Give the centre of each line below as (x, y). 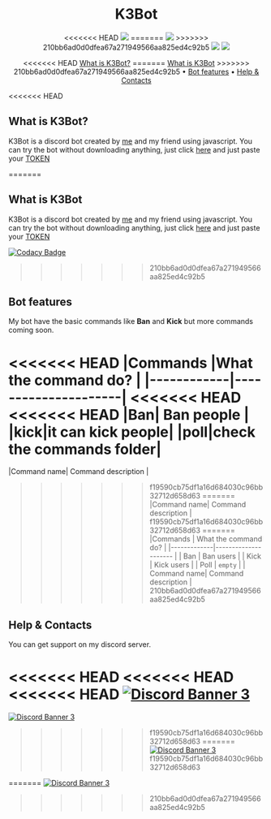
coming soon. (31, 330)
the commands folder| (85, 449)
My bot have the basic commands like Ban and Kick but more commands (131, 321)
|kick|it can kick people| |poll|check (132, 432)
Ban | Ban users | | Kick (222, 556)
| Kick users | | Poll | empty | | (198, 565)
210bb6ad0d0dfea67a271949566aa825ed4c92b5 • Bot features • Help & (136, 71)
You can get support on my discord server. (80, 644)
